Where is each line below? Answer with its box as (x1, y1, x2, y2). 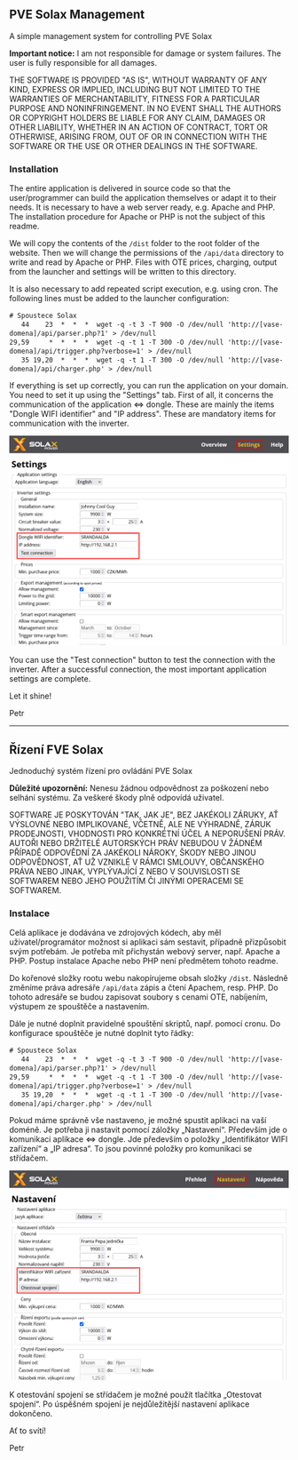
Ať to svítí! (9, 1425, 47, 1436)
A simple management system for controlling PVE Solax (9, 30, 213, 41)
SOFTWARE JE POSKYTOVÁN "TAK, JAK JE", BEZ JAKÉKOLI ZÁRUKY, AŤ (9, 809, 279, 820)
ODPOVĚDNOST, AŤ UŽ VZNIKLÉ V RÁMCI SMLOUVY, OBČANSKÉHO (9, 857, 264, 867)
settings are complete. (9, 674, 91, 684)
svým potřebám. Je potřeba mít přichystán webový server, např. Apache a (9, 946, 281, 957)
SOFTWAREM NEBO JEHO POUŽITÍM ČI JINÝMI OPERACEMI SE (9, 875, 244, 886)
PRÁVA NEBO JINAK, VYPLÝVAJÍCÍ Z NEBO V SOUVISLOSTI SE (9, 866, 241, 876)
